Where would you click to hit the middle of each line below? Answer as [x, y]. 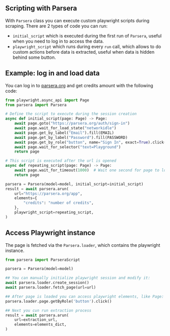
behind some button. [34, 57]
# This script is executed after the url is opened [61, 161]
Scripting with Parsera [41, 8]
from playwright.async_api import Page [47, 100]
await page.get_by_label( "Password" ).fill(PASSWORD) [71, 137]
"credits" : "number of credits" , [59, 203]
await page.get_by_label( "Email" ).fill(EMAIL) [64, 133]
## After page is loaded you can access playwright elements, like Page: [85, 296]
